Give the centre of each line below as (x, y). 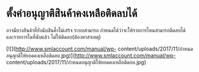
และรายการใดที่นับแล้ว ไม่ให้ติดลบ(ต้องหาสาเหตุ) (54, 37)
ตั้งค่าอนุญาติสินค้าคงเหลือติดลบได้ (72, 13)
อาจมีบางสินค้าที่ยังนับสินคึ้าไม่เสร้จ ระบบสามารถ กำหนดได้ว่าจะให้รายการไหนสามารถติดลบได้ (96, 30)
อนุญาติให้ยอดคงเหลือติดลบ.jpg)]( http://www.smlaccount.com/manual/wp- (91, 55)
